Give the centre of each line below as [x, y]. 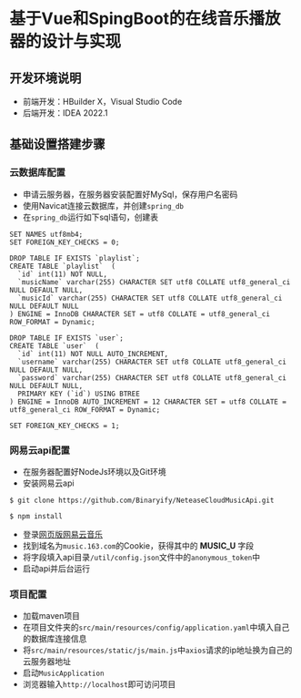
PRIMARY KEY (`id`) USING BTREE [79, 394]
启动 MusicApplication [63, 673]
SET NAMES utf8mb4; [46, 234]
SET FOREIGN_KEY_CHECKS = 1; [65, 426]
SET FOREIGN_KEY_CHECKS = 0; [65, 242]
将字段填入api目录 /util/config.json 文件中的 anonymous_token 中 [141, 557]
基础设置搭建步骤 [57, 144]
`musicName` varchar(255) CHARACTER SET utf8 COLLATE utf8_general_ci [154, 282]
